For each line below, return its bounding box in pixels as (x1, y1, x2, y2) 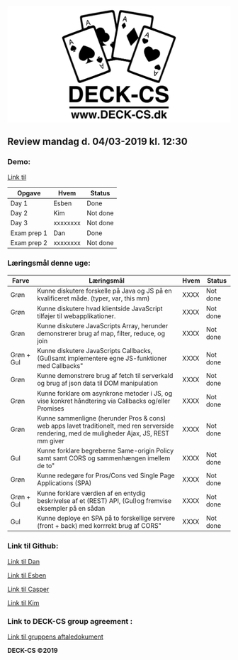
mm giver (36, 436, 65, 445)
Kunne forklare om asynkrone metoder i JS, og (36, 389, 172, 397)
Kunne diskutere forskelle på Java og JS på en (36, 286, 172, 296)
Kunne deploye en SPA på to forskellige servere (36, 514, 176, 522)
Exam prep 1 (10, 229, 48, 237)
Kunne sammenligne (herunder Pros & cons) (36, 413, 166, 422)
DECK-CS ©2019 (7, 646, 58, 654)
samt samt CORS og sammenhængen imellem (36, 454, 171, 462)
